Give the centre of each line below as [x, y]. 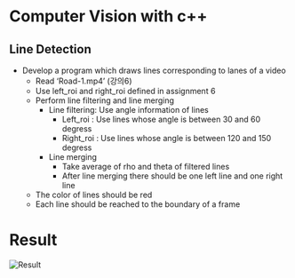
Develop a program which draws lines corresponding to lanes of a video [154, 70]
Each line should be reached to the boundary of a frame [138, 204]
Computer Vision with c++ [108, 16]
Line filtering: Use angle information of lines [128, 110]
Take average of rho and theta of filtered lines [146, 167]
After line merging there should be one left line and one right [172, 176]
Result [33, 240]
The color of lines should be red [94, 195]
